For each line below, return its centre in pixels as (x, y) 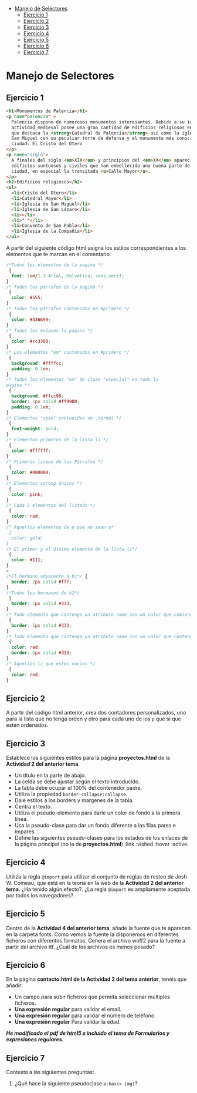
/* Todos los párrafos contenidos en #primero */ (68, 309)
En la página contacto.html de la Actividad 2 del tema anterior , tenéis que (96, 979)
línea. (21, 819)
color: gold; (27, 538)
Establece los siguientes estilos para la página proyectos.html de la (88, 758)
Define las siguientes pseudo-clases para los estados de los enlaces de (101, 838)
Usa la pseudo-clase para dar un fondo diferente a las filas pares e (95, 825)
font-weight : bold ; (35, 429)
